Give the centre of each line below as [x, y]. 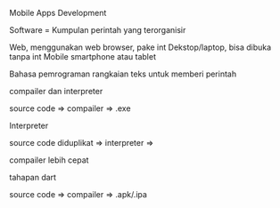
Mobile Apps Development [58, 13]
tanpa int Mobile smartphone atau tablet [82, 56]
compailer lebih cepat [49, 160]
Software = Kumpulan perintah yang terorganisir [98, 30]
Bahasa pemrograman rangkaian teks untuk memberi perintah [123, 74]
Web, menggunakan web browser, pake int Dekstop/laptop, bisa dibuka [140, 47]
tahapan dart [33, 177]
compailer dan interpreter [56, 91]
